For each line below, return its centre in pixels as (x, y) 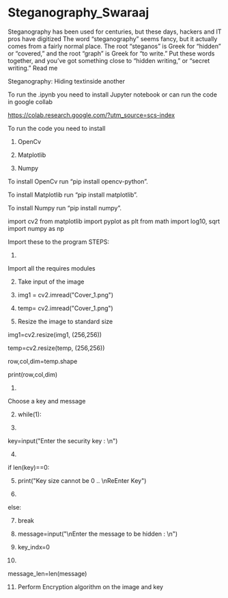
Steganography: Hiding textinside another (67, 81)
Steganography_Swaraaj (79, 13)
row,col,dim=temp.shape (43, 361)
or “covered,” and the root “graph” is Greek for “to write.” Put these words (111, 53)
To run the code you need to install (57, 128)
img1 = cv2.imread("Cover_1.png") (66, 295)
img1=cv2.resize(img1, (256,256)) (55, 334)
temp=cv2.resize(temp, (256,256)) (56, 348)
